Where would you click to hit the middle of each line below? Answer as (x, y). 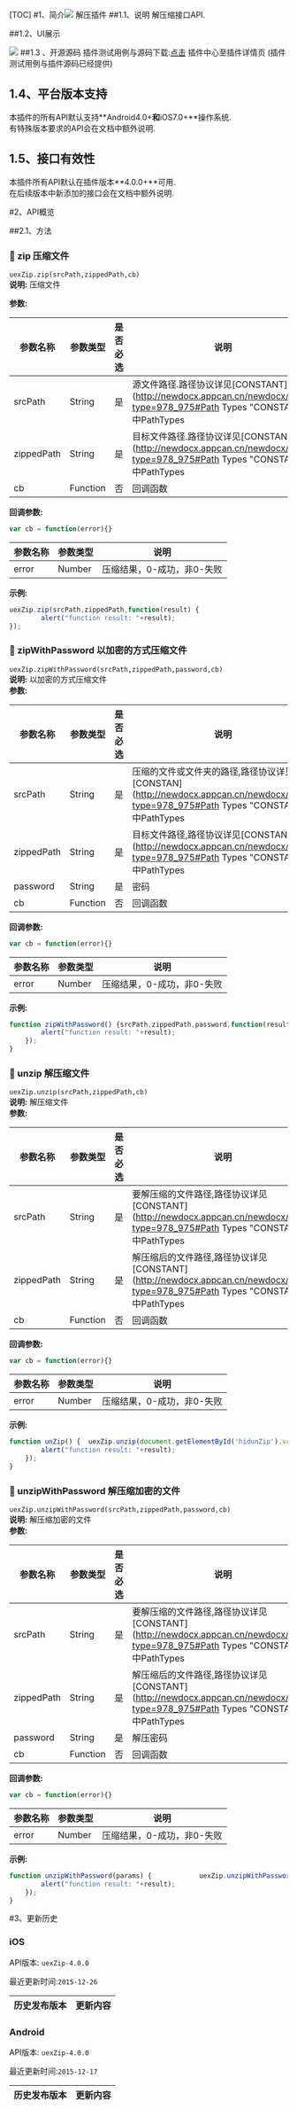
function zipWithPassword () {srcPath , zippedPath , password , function (136, 1024)
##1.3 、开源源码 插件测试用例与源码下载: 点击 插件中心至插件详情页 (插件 (153, 52)
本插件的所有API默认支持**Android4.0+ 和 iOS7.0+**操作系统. (120, 117)
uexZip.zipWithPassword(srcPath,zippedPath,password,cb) (116, 669)
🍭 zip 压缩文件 (39, 255)
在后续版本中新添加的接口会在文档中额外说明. (92, 193)
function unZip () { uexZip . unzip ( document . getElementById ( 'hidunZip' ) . (146, 1442)
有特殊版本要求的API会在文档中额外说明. (83, 128)
